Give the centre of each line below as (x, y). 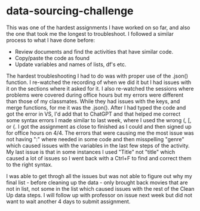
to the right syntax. (29, 165)
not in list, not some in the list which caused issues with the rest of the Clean (100, 188)
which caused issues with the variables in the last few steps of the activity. (98, 145)
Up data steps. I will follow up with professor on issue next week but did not (99, 195)
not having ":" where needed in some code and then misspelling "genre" (95, 139)
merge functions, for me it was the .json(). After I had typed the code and (96, 107)
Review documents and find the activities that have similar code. (94, 51)
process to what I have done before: (51, 40)
